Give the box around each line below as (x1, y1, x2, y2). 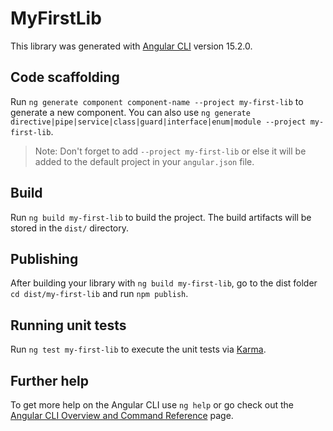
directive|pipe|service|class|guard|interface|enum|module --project (10, 117, 307, 127)
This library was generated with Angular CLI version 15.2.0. (10, 40, 253, 52)
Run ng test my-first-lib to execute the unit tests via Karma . (10, 343, 267, 356)
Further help (10, 372, 90, 389)
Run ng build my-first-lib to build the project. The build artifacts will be (10, 211, 312, 223)
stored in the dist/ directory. (10, 222, 130, 234)
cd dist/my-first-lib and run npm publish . (10, 288, 189, 300)
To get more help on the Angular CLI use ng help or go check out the (10, 399, 294, 411)
